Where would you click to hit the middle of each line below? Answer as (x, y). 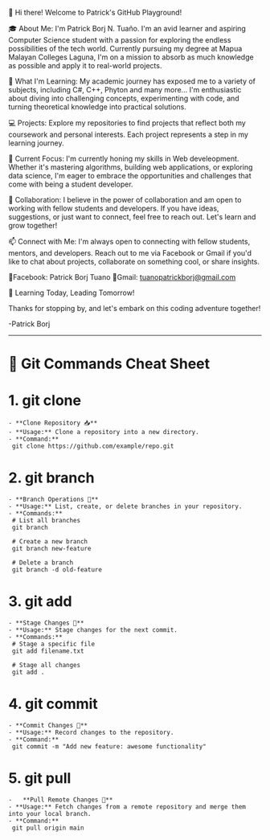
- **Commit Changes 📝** (48, 725)
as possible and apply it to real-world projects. (85, 66)
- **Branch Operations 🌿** (53, 500)
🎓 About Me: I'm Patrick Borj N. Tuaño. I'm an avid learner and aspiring (127, 29)
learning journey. (36, 143)
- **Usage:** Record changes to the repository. (91, 732)
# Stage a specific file (53, 644)
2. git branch (51, 478)
